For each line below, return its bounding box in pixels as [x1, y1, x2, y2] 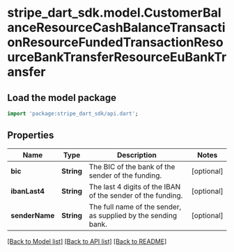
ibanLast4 [10, 186, 45, 196]
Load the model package [7, 92, 117, 104]
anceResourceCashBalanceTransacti [7, 19, 226, 36]
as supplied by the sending [88, 210, 178, 220]
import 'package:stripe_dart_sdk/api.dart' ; [7, 110, 139, 117]
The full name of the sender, [88, 202, 182, 212]
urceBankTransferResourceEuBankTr [7, 49, 227, 65]
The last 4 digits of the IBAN [88, 182, 181, 191]
